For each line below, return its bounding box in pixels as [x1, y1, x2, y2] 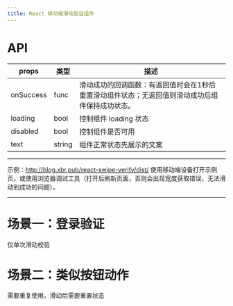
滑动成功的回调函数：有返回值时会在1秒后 [79, 80, 216, 90]
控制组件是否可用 [79, 126, 135, 136]
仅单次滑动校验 [7, 240, 50, 248]
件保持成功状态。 [79, 101, 135, 110]
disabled [10, 126, 39, 136]
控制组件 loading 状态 [79, 114, 149, 124]
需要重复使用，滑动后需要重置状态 [7, 291, 105, 300]
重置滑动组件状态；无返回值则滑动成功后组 [79, 90, 218, 100]
